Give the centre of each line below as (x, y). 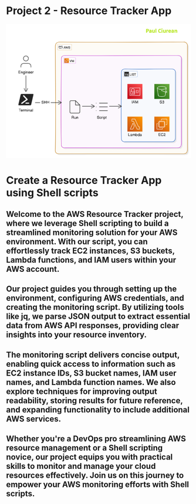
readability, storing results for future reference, (94, 401)
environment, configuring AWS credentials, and (95, 298)
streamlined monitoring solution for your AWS (92, 232)
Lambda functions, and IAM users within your (91, 260)
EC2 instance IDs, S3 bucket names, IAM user (91, 373)
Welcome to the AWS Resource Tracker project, (95, 214)
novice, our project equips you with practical (89, 457)
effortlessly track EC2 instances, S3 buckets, (90, 251)
